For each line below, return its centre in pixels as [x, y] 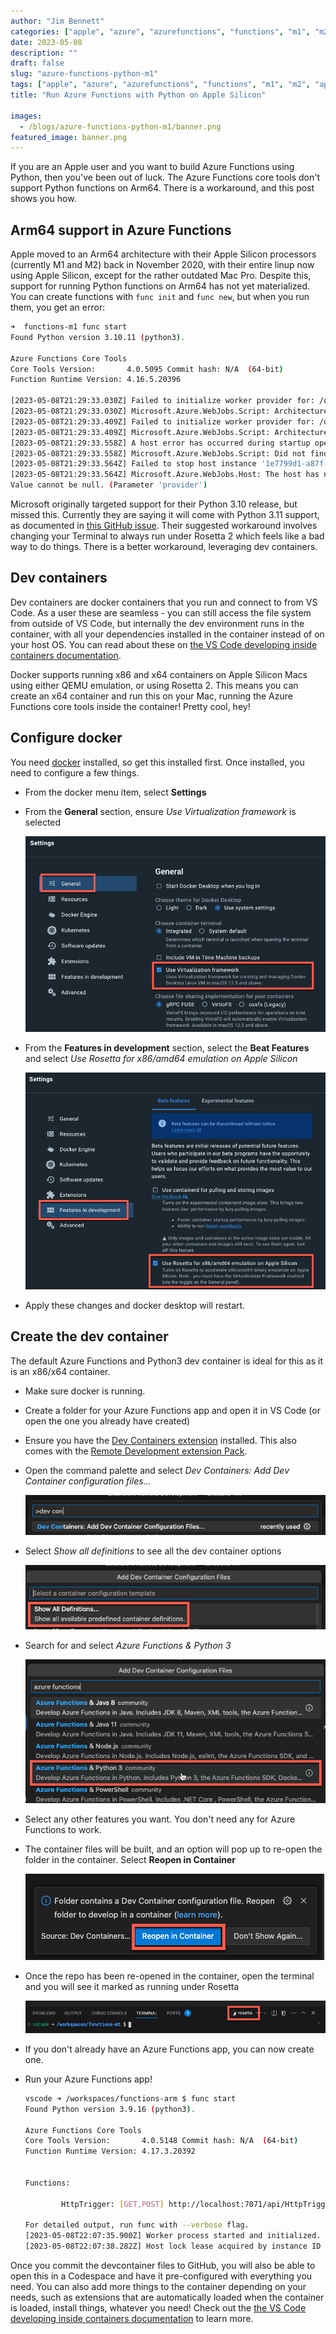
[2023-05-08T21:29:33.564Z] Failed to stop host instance [133, 464]
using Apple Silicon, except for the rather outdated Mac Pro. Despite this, [161, 276]
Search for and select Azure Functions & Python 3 [128, 1646]
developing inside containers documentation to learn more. [132, 2319]
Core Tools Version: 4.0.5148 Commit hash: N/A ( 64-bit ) [161, 2141]
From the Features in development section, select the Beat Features [167, 1047]
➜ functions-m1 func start [69, 327]
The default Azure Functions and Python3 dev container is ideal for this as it [166, 1361]
